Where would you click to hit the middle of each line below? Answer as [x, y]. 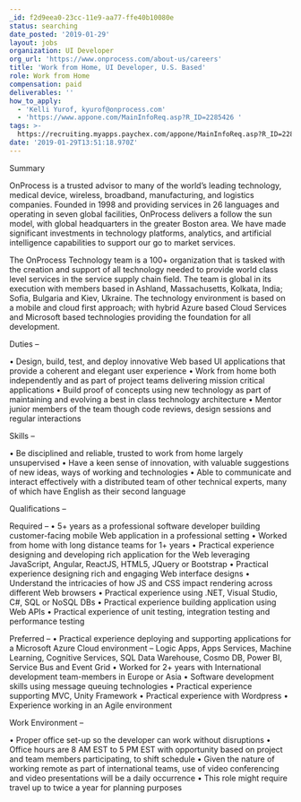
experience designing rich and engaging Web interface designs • [130, 573]
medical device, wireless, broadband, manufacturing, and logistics [132, 194]
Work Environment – [47, 722]
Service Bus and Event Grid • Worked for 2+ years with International [135, 667]
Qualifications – [38, 508]
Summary [27, 168]
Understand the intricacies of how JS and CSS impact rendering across [141, 582]
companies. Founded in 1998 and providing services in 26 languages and [144, 204]
